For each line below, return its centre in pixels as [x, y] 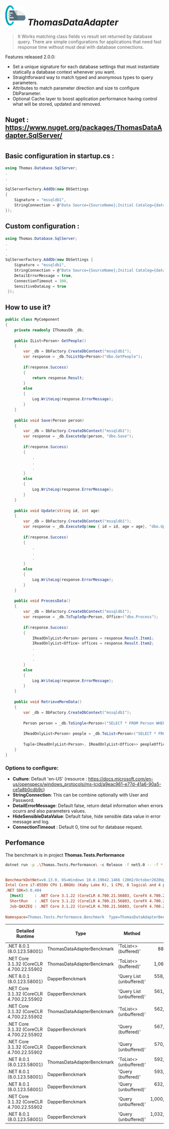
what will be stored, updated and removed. [57, 104]
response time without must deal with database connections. [81, 47]
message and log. [31, 821]
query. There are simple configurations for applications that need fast [90, 42]
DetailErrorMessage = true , [44, 275]
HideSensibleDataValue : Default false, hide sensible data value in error [87, 816]
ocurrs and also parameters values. [49, 811]
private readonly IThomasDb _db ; [49, 330]
